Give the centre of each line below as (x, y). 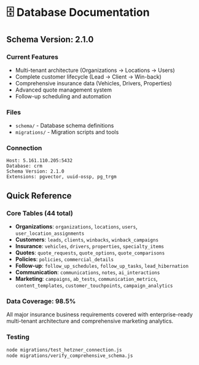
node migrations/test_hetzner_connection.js (64, 350)
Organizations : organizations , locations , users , (76, 227)
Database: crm (25, 166)
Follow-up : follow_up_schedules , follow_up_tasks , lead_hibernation (102, 266)
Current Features (33, 57)
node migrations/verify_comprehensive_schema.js (70, 355)
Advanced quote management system (64, 90)
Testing (18, 337)
